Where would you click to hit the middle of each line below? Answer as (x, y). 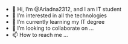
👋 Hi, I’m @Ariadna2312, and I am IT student (67, 9)
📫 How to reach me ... (40, 35)
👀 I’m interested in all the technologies (59, 15)
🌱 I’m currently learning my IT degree (58, 22)
